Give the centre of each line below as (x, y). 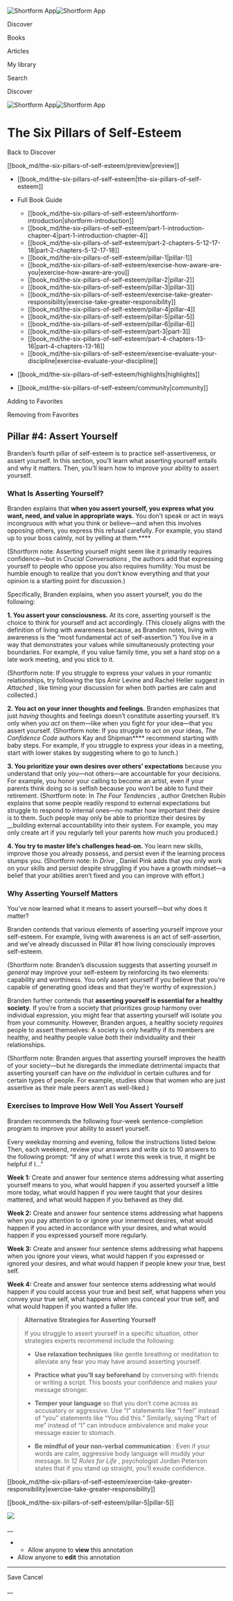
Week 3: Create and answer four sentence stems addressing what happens (115, 1248)
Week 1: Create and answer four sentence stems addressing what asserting (115, 1177)
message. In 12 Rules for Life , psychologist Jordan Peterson (121, 1461)
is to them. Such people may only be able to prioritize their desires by (106, 818)
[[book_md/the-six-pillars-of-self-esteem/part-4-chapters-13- (117, 338)
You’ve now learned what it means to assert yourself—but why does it (107, 909)
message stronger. (61, 1389)
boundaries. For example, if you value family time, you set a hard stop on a (114, 652)
